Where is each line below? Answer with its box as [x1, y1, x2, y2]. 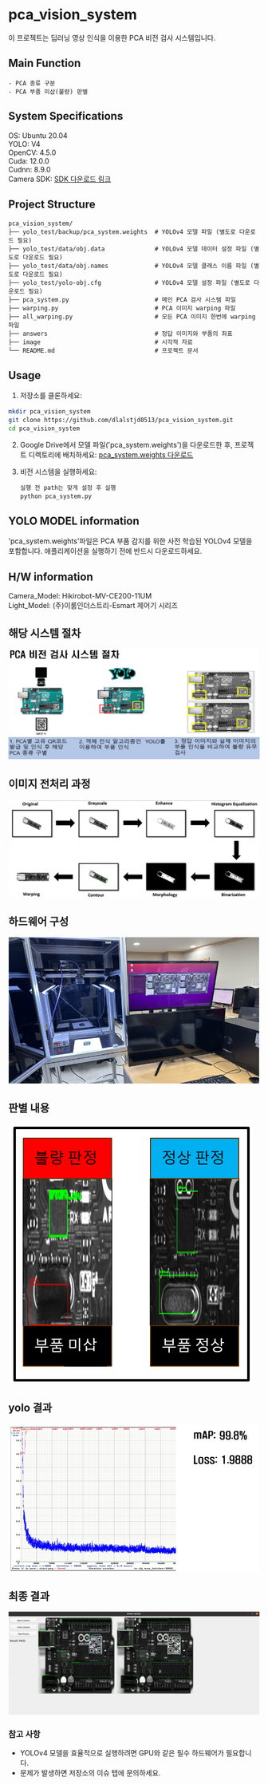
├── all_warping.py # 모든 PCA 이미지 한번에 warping [8, 313, 256, 321]
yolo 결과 [8, 1401, 53, 1415]
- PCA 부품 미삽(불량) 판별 [8, 88, 89, 96]
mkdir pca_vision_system [8, 408, 91, 416]
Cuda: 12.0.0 [8, 156, 49, 165]
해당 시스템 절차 [8, 626, 81, 640]
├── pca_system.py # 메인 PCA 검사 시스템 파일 [8, 296, 237, 304]
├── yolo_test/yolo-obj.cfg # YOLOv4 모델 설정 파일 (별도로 [8, 279, 251, 287]
